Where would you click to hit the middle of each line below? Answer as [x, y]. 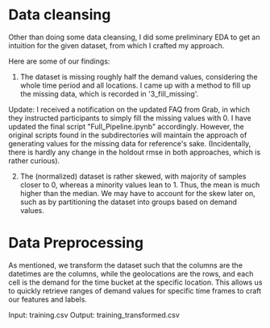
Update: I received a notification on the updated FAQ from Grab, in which [129, 109]
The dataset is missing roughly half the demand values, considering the [139, 76]
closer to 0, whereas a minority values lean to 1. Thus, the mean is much [140, 184]
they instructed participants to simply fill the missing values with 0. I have [130, 117]
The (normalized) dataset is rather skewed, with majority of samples [133, 176]
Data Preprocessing [76, 243]
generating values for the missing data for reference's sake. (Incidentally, [130, 143]
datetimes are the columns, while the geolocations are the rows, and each [131, 273]
